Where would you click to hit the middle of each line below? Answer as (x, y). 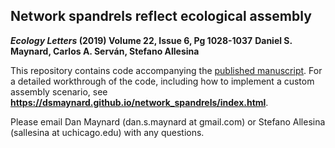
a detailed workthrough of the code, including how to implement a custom (162, 81)
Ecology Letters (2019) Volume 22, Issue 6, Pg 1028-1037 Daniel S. (151, 40)
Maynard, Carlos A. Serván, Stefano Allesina (105, 51)
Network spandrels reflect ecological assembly (161, 16)
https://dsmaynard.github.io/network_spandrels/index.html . (139, 102)
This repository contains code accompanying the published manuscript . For (166, 70)
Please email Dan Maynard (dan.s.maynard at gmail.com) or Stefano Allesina (168, 121)
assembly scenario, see (59, 91)
